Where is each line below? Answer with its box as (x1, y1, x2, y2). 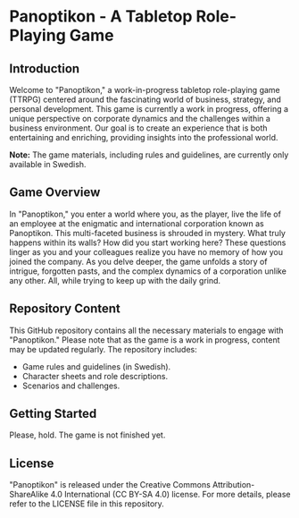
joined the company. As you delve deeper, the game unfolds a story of (9, 256, 268, 267)
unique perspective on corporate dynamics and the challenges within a (9, 114, 270, 123)
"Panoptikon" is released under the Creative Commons (9, 480, 212, 490)
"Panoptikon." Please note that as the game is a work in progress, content (9, 334, 280, 345)
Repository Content (9, 301, 120, 317)
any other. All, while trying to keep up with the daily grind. (9, 275, 221, 285)
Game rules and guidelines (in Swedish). (21, 361, 171, 372)
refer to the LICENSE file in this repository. (9, 498, 165, 509)
